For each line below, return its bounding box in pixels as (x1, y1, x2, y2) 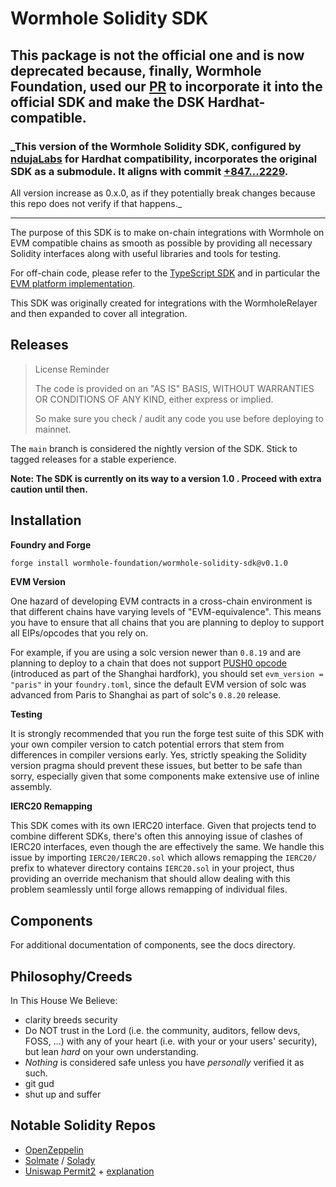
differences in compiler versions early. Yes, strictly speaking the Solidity (10, 749, 307, 761)
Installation (10, 512, 82, 529)
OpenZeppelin (24, 1143, 84, 1156)
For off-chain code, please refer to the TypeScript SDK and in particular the (10, 267, 321, 279)
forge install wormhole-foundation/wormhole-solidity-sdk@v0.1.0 (10, 558, 288, 568)
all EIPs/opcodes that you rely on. (10, 627, 149, 639)
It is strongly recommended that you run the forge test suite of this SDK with (10, 728, 324, 740)
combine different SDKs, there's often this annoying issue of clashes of (10, 830, 304, 842)
